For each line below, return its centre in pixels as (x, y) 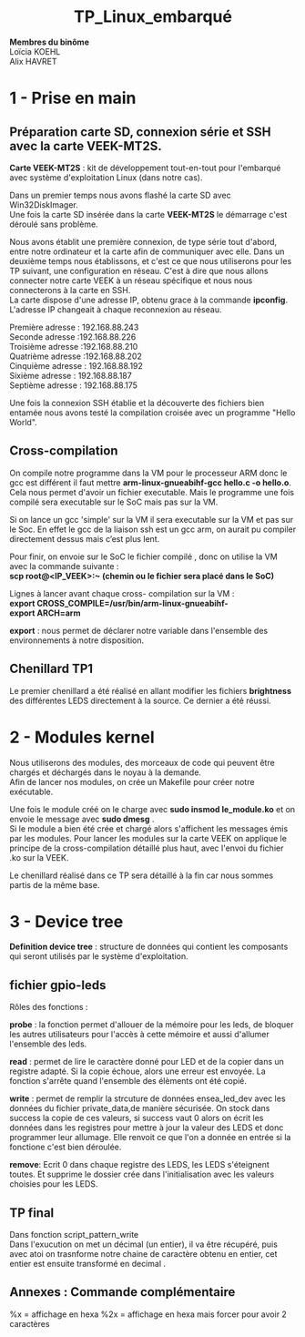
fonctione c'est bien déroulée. (66, 1147)
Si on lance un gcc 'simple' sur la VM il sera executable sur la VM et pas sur (152, 519)
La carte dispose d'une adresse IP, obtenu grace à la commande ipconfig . (149, 300)
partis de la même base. (55, 884)
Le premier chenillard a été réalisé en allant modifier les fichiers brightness (150, 690)
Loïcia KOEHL (35, 51)
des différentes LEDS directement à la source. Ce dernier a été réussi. (140, 700)
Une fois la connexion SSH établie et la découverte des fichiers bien (137, 403)
